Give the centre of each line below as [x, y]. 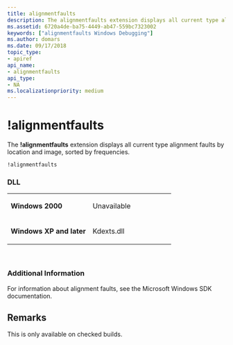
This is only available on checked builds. [65, 335]
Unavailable [112, 206]
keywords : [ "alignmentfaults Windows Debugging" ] [80, 33]
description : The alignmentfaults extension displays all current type [113, 20]
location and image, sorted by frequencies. [69, 152]
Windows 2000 [36, 206]
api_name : [21, 65]
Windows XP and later [48, 231]
